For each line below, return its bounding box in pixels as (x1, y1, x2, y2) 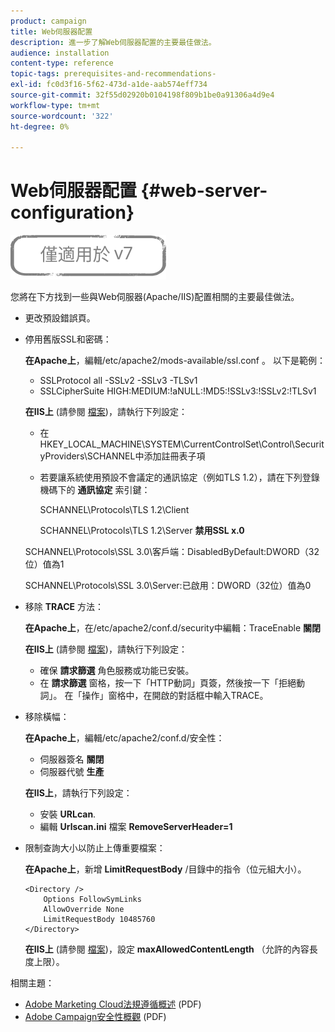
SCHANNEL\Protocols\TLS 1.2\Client (39, 504, 190, 516)
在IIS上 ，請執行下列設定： (24, 787, 133, 799)
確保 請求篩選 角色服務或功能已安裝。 (39, 665, 195, 677)
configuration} (10, 201, 135, 224)
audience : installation (10, 48, 110, 58)
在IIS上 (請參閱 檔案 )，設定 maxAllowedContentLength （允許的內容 (24, 943, 310, 955)
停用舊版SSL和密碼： (24, 333, 112, 345)
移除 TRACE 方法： (24, 601, 104, 613)
